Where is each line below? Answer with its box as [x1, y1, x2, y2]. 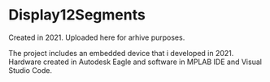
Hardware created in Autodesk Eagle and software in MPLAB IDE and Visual [8, 57, 263, 67]
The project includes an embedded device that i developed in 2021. [8, 48, 234, 58]
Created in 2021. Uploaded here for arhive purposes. [8, 32, 185, 42]
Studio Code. [8, 65, 53, 75]
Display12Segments [8, 6, 146, 24]
